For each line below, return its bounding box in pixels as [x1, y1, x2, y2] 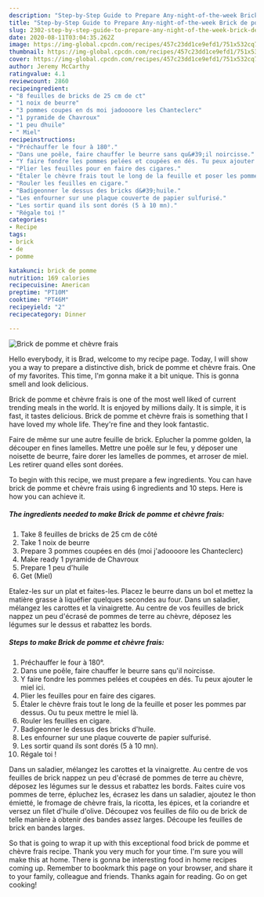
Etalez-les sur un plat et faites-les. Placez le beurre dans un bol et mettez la [9, 586, 254, 595]
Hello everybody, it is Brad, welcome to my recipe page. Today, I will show [9, 354, 249, 364]
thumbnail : [9, 48, 45, 56]
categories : [9, 216, 48, 224]
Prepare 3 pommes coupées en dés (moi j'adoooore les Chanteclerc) [20, 546, 244, 555]
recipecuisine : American [9, 281, 90, 289]
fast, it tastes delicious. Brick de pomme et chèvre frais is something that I [9, 411, 248, 420]
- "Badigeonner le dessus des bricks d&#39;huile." [9, 186, 181, 195]
